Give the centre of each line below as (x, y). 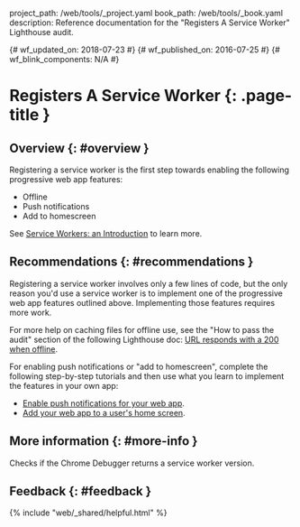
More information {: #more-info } (104, 441)
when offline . (34, 349)
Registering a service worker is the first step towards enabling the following (150, 170)
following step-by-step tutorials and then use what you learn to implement (147, 376)
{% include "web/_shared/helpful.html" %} (88, 513)
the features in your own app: (64, 385)
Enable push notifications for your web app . (103, 403)
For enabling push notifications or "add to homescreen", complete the (139, 366)
